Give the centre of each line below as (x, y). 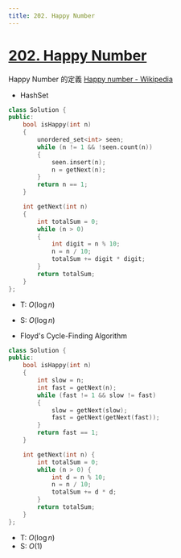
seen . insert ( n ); (78, 162)
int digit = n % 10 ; (86, 244)
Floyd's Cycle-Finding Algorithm (73, 336)
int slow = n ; (61, 380)
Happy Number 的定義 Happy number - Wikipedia (90, 79)
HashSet (34, 95)
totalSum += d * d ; (84, 492)
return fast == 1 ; (68, 433)
